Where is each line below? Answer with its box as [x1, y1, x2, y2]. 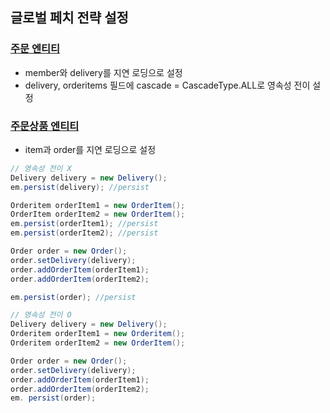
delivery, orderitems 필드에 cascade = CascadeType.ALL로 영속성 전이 [24, 79, 311, 91]
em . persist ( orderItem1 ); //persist [10, 219, 159, 229]
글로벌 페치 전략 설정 [10, 9, 129, 27]
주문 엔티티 [10, 42, 61, 56]
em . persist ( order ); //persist [10, 292, 137, 302]
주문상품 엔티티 [10, 119, 80, 133]
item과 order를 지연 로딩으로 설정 [24, 143, 157, 155]
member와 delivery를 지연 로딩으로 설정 [24, 66, 183, 78]
